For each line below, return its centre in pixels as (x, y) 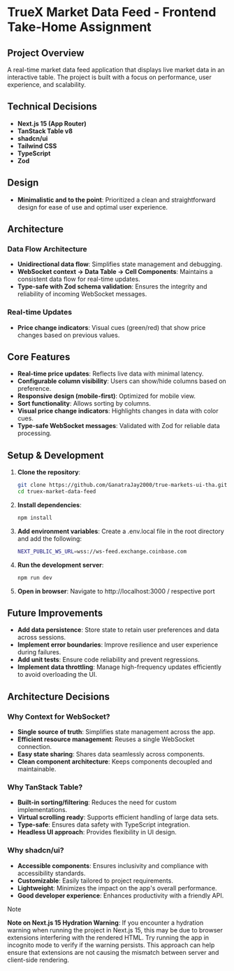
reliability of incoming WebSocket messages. (82, 294)
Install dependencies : (49, 504)
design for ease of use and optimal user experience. (93, 207)
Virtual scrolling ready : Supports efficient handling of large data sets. (118, 818)
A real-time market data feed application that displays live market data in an (116, 70)
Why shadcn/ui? (36, 851)
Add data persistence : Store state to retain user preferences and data (118, 630)
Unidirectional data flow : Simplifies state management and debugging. (120, 264)
